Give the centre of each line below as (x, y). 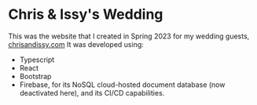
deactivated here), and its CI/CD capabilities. (92, 92)
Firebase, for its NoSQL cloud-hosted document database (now (122, 85)
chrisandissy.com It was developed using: (76, 44)
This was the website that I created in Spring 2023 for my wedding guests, (129, 36)
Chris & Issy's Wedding (86, 14)
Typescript (37, 60)
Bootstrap (35, 76)
